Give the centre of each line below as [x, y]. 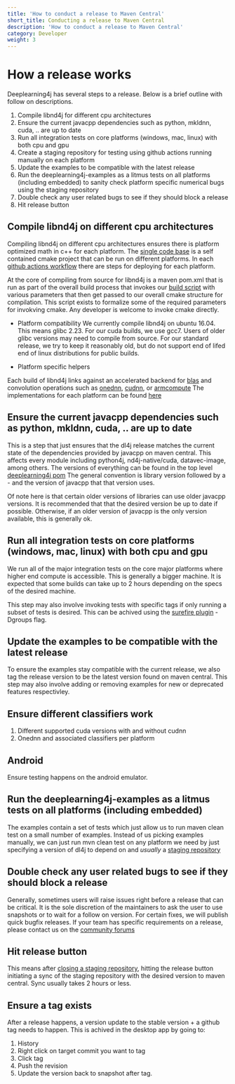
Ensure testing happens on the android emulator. [78, 777]
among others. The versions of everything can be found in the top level [110, 467]
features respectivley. [39, 692]
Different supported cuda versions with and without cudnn [102, 731]
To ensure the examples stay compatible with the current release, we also [114, 670]
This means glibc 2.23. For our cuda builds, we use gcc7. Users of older [121, 330]
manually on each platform [56, 160]
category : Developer [38, 33]
